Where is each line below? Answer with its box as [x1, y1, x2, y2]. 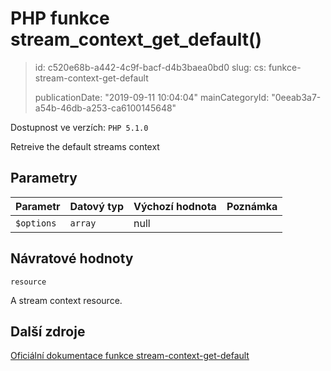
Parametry [10, 170, 78, 187]
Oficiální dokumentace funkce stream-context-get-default [10, 350, 250, 362]
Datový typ [69, 199, 125, 213]
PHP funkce [10, 7, 110, 30]
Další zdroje [10, 323, 86, 340]
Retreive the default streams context [10, 140, 160, 152]
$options [15, 217, 57, 229]
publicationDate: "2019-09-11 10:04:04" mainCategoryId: [34, 91, 270, 103]
